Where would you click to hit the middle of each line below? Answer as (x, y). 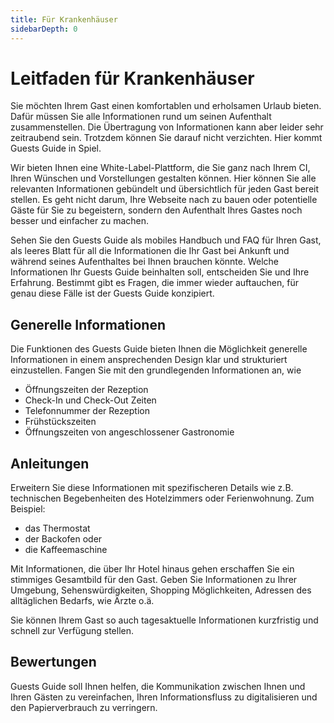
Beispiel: (28, 509)
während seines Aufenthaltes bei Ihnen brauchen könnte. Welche (145, 262)
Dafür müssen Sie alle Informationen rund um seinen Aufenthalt (141, 117)
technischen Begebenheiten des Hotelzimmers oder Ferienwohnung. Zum (162, 498)
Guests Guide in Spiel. (56, 148)
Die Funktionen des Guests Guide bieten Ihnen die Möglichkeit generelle (159, 349)
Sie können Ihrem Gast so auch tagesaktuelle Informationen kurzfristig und (164, 620)
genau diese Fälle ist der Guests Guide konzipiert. (112, 293)
